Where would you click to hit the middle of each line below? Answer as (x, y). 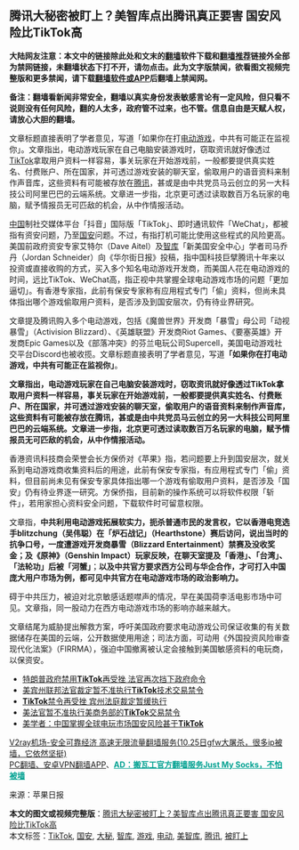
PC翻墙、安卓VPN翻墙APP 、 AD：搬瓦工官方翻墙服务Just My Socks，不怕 (146, 765)
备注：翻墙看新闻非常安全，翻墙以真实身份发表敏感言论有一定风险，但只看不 (149, 97)
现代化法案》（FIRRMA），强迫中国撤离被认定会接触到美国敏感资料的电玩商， (149, 649)
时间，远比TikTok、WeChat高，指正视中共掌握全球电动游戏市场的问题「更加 (149, 279)
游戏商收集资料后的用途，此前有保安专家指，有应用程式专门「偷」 (161, 469)
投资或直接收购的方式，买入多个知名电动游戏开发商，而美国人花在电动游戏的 (149, 268)
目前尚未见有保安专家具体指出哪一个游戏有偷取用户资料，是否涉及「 (157, 481)
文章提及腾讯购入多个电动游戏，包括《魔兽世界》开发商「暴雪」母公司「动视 (149, 320)
